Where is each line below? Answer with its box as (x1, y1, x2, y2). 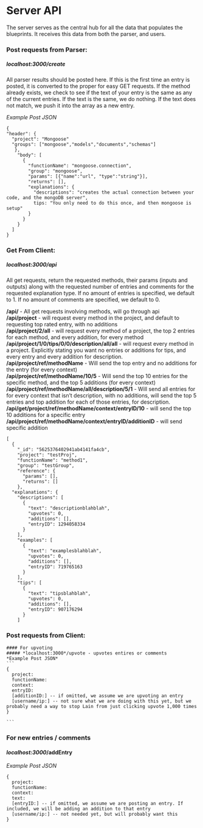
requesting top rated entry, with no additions (6, 320, 118, 328)
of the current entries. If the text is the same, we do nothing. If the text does (6, 95, 196, 102)
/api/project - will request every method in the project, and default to (6, 314, 180, 321)
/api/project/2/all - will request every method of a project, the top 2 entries (6, 327, 195, 334)
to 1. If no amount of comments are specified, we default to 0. (6, 296, 160, 303)
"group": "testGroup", (17, 462, 75, 469)
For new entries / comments (6, 733, 91, 742)
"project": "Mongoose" (12, 136, 69, 142)
